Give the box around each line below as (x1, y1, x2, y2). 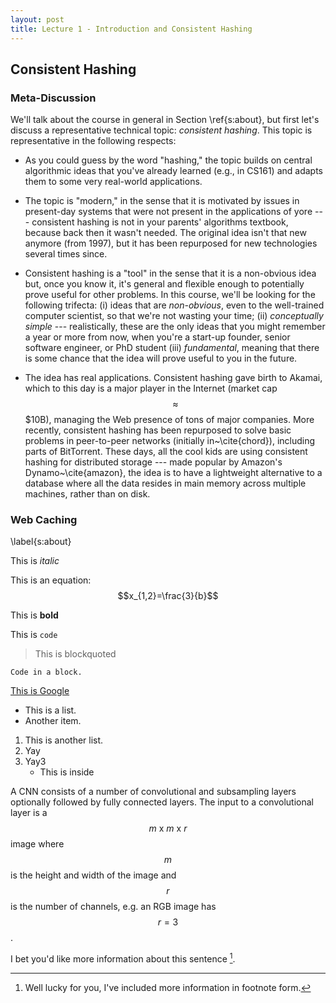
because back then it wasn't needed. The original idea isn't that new (24, 227, 307, 239)
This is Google (10, 685, 70, 697)
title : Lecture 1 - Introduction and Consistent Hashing (10, 24, 253, 34)
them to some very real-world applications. (24, 176, 203, 188)
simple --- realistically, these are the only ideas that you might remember (24, 321, 326, 333)
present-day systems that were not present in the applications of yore (24, 206, 313, 218)
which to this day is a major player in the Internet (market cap (24, 382, 278, 395)
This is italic (10, 555, 60, 567)
